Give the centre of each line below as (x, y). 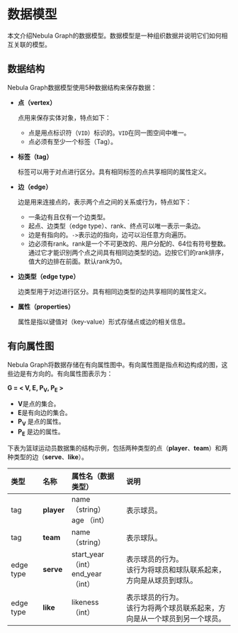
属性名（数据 (93, 476)
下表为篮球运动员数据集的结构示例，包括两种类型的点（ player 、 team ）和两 (118, 448)
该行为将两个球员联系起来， (172, 607)
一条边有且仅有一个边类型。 (69, 216)
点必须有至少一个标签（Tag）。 (73, 141)
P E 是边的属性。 (41, 432)
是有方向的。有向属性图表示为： (66, 373)
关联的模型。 (32, 44)
